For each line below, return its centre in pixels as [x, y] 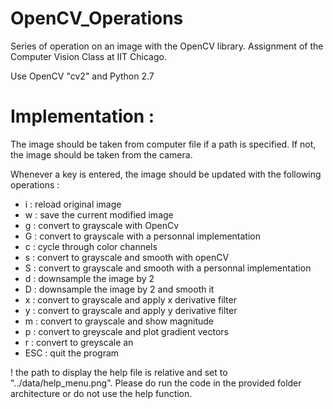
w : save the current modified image [99, 214]
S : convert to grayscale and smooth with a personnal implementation [168, 268]
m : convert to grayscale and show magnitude [119, 321]
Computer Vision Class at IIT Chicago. [88, 56]
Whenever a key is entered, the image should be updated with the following [166, 174]
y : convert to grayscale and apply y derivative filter [131, 310]
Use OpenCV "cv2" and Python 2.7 [82, 76]
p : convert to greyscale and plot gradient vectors [126, 331]
